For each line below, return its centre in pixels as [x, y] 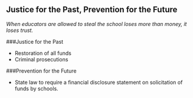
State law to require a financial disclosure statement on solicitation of [99, 82]
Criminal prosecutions [41, 59]
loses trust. [20, 30]
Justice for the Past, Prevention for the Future [92, 10]
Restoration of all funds [43, 53]
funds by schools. [36, 89]
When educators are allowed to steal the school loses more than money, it [97, 24]
